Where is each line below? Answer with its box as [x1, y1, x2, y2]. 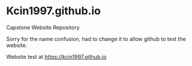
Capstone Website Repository [6, 24, 80, 31]
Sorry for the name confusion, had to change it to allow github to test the [6, 35, 186, 42]
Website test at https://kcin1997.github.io [6, 53, 107, 60]
